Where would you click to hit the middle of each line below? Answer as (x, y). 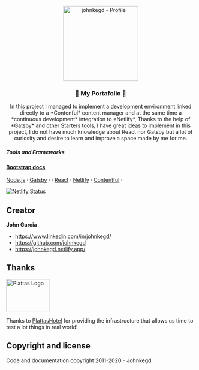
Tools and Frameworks (35, 152)
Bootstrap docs (26, 167)
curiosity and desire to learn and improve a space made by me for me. (101, 139)
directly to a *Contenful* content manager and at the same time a (101, 113)
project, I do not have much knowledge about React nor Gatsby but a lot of (101, 132)
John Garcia (22, 225)
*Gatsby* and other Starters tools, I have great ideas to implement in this (101, 125)
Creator (21, 210)
